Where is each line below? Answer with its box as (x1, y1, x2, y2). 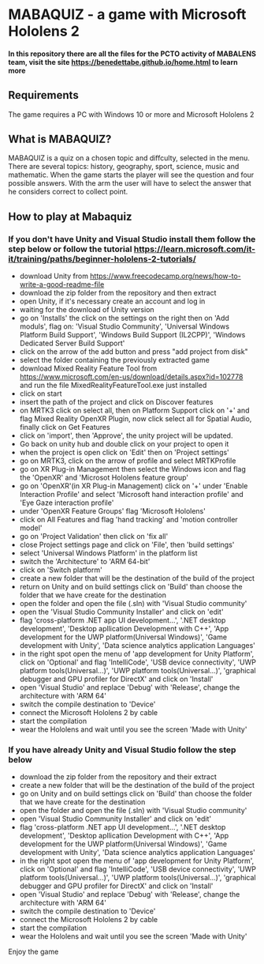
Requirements (8, 88, 79, 102)
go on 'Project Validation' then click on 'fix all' (19, 532, 169, 541)
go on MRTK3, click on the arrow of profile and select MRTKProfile (19, 456, 236, 465)
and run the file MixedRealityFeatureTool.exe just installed (19, 381, 207, 390)
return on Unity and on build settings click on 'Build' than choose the (19, 582, 243, 592)
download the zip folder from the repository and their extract (19, 772, 217, 781)
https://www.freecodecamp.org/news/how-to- (90, 271, 242, 281)
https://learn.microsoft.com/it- (133, 243, 256, 254)
